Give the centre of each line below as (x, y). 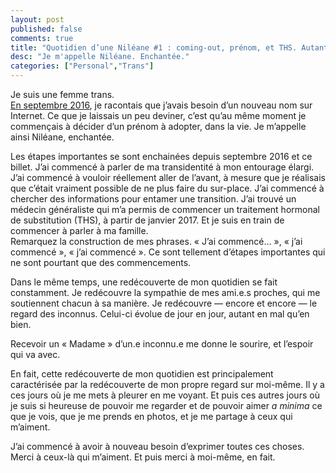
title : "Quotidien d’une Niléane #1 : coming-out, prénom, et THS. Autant (169, 47)
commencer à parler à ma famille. (79, 230)
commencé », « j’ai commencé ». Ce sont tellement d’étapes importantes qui (168, 252)
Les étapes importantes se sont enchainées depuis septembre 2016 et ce (161, 156)
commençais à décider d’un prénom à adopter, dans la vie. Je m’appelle (158, 126)
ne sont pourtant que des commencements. (101, 262)
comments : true (42, 38)
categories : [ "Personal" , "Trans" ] (82, 66)
